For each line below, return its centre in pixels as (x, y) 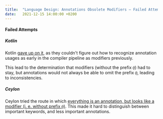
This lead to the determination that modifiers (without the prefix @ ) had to (78, 68)
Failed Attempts (21, 30)
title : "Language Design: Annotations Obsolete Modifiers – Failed (76, 9)
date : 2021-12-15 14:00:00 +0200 (41, 14)
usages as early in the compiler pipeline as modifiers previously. (69, 58)
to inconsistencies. (24, 78)
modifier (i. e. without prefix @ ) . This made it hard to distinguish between (77, 106)
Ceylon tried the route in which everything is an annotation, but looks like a (80, 101)
